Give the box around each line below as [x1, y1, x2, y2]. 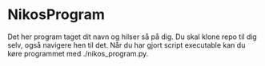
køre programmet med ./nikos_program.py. [7, 49, 149, 58]
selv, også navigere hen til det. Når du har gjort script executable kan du [7, 40, 246, 49]
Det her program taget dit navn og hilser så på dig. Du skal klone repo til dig [7, 32, 257, 41]
